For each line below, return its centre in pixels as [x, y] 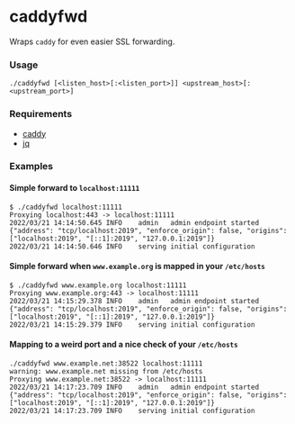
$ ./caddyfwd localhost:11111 [66, 207]
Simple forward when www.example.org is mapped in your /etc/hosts [137, 266]
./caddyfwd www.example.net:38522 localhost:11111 [106, 364]
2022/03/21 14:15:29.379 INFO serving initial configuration [132, 325]
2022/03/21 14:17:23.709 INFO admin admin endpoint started [134, 388]
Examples [31, 167]
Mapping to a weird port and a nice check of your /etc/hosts [124, 345]
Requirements [41, 114]
